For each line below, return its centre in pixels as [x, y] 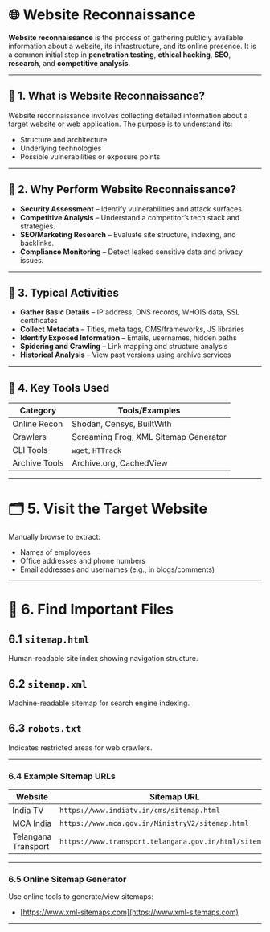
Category [38, 410]
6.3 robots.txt [45, 728]
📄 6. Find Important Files [91, 610]
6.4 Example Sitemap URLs [62, 776]
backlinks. [37, 243]
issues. [32, 260]
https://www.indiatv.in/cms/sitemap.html [140, 811]
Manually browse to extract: [55, 537]
